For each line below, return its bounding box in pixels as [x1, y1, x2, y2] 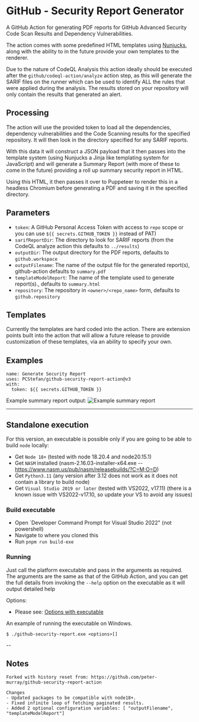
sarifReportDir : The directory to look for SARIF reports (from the [14, 236, 174, 243]
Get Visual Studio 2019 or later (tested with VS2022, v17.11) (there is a [14, 484, 191, 492]
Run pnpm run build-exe [14, 538, 74, 545]
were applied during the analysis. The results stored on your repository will [6, 84, 189, 91]
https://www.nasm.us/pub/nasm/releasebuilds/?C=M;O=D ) [14, 466, 159, 473]
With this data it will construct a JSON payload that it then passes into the [6, 147, 185, 155]
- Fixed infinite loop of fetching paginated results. [6, 700, 145, 706]
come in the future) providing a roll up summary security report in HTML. [6, 166, 184, 174]
